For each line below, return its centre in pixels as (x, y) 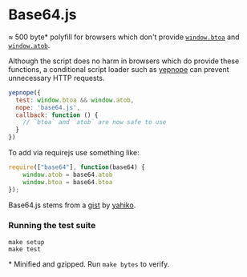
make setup (26, 242)
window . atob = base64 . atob (68, 175)
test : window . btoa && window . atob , (75, 100)
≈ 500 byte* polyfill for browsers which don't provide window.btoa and (124, 37)
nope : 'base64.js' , (48, 107)
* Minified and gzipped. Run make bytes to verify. (89, 264)
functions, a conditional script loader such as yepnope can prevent (119, 69)
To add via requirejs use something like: (74, 153)
